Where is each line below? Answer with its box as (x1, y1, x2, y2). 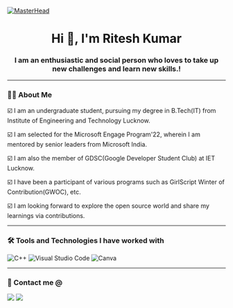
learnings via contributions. (7, 211, 85, 219)
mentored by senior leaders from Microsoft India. (7, 140, 148, 148)
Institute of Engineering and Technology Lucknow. (7, 116, 150, 125)
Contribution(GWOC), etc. (7, 188, 81, 196)
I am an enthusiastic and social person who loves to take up (14, 55, 219, 65)
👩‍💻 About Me (7, 90, 52, 100)
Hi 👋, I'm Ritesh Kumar (51, 31, 182, 46)
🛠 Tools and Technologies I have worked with (7, 235, 164, 245)
